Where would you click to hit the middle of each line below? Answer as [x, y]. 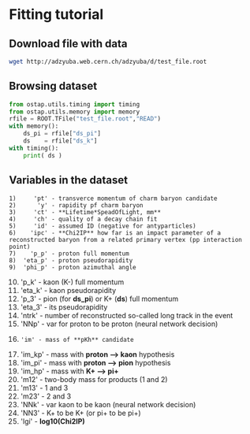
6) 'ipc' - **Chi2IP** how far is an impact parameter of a [115, 233]
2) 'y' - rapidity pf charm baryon [76, 205]
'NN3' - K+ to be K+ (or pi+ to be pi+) [80, 413]
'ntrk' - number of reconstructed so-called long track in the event [127, 315]
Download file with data [69, 44]
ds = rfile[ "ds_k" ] [60, 141]
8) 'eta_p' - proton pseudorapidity [71, 260]
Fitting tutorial [56, 15]
